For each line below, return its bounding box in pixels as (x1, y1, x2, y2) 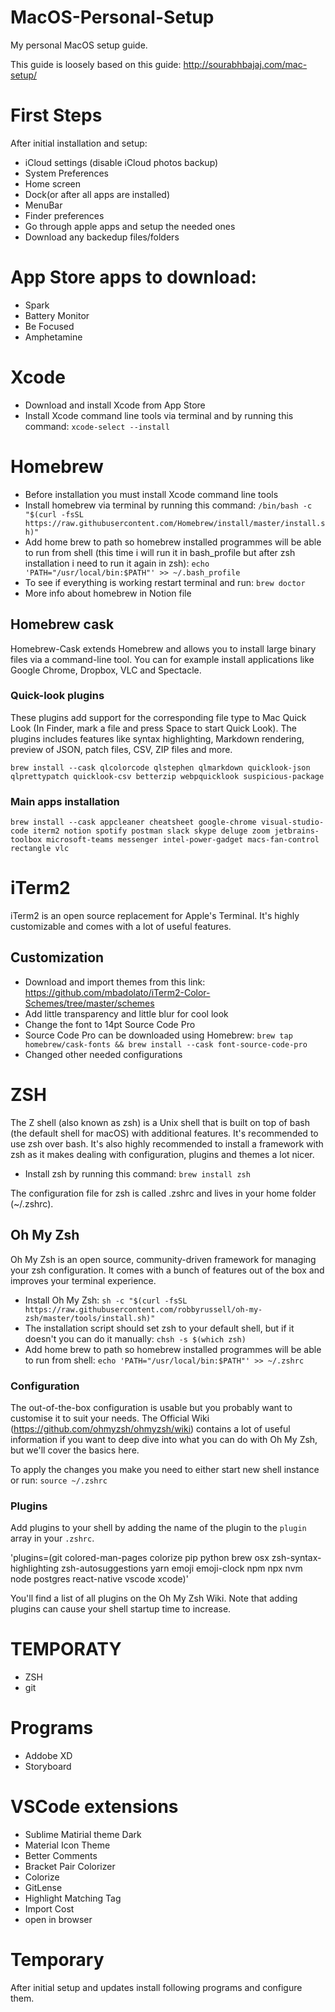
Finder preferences (24, 209, 105, 221)
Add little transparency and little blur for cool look (24, 1007, 229, 1020)
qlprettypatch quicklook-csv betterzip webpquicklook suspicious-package (10, 771, 325, 781)
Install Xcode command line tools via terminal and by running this (24, 409, 294, 421)
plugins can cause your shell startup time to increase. (10, 1603, 232, 1615)
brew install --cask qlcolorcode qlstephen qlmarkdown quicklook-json (10, 762, 311, 773)
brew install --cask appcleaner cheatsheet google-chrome (10, 817, 257, 828)
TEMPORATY (10, 1638, 122, 1661)
